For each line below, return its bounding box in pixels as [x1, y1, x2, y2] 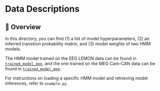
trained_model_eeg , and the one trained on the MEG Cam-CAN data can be [5, 61, 155, 66]
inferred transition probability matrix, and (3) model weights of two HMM [5, 41, 151, 47]
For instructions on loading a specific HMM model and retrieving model [5, 75, 148, 81]
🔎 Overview [5, 23, 41, 31]
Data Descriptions [5, 3, 80, 15]
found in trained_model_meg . [5, 66, 61, 72]
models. [5, 46, 21, 52]
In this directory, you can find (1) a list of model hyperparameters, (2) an [5, 36, 150, 41]
